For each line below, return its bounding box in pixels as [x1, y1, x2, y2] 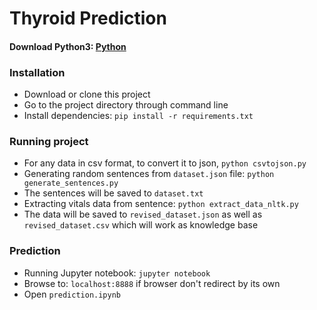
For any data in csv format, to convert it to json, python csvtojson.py [23, 157, 307, 169]
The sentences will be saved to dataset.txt [23, 187, 204, 199]
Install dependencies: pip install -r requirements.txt [23, 110, 254, 122]
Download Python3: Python [9, 40, 127, 52]
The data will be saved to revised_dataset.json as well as [23, 208, 263, 221]
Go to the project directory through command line [23, 99, 229, 111]
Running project [9, 135, 89, 148]
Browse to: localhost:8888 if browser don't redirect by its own [23, 277, 281, 289]
